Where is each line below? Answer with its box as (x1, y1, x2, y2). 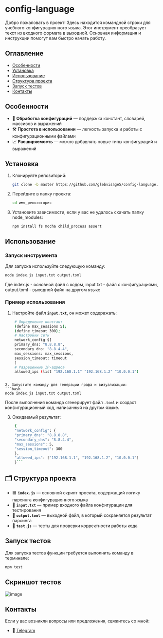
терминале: (5, 555, 29, 561)
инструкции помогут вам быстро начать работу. (5, 35, 106, 41)
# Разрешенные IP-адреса (14, 365, 65, 370)
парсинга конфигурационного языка (12, 497, 88, 503)
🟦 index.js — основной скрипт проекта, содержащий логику (12, 490, 141, 496)
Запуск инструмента (5, 252, 57, 259)
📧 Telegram (12, 628, 36, 634)
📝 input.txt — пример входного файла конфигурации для (12, 502, 133, 508)
